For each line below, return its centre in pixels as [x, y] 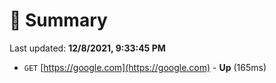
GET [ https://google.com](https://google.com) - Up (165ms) [145, 67]
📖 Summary [58, 20]
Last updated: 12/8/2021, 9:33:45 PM [87, 48]
